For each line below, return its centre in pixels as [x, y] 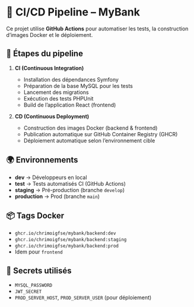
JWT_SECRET [28, 292]
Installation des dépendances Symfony [71, 79]
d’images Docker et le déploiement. [50, 35]
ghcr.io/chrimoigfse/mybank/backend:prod [66, 246]
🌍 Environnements [42, 160]
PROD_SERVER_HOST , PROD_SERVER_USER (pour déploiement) [83, 297]
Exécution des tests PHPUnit [58, 98]
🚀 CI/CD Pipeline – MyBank [73, 12]
